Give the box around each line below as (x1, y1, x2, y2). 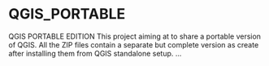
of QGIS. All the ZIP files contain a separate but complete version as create (8, 39, 259, 49)
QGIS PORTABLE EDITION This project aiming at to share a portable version (8, 31, 262, 41)
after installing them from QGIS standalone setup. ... (8, 48, 182, 58)
